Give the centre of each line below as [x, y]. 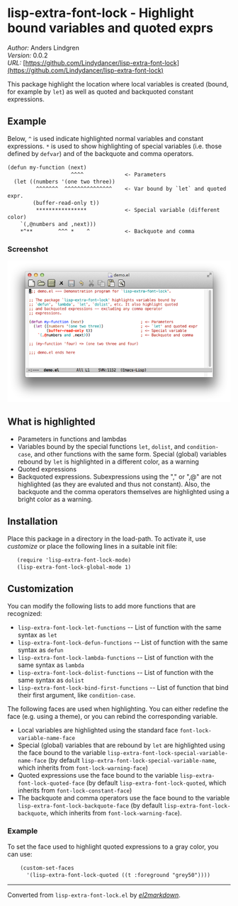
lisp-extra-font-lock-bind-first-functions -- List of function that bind [123, 687]
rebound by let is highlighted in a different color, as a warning [108, 462]
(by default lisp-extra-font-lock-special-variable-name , [133, 760]
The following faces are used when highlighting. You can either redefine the [118, 709]
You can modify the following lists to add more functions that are [102, 606]
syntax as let [38, 634]
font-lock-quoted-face [51, 783]
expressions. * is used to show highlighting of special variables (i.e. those [115, 146]
